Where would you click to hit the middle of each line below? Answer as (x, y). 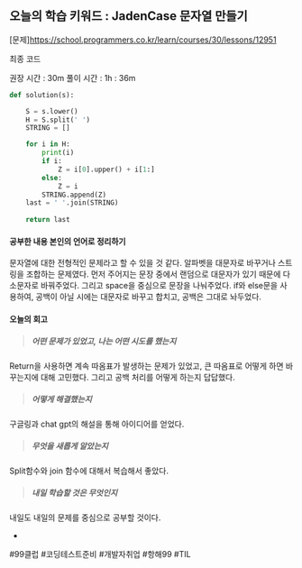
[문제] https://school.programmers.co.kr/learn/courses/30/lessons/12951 (143, 40)
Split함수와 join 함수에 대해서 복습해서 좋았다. (89, 471)
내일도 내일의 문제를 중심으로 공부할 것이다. (85, 518)
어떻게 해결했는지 (62, 399)
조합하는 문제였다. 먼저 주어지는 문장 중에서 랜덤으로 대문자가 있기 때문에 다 (158, 274)
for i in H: (48, 144)
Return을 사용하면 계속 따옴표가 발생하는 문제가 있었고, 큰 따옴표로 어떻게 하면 (146, 366)
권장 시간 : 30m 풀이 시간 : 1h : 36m (73, 78)
